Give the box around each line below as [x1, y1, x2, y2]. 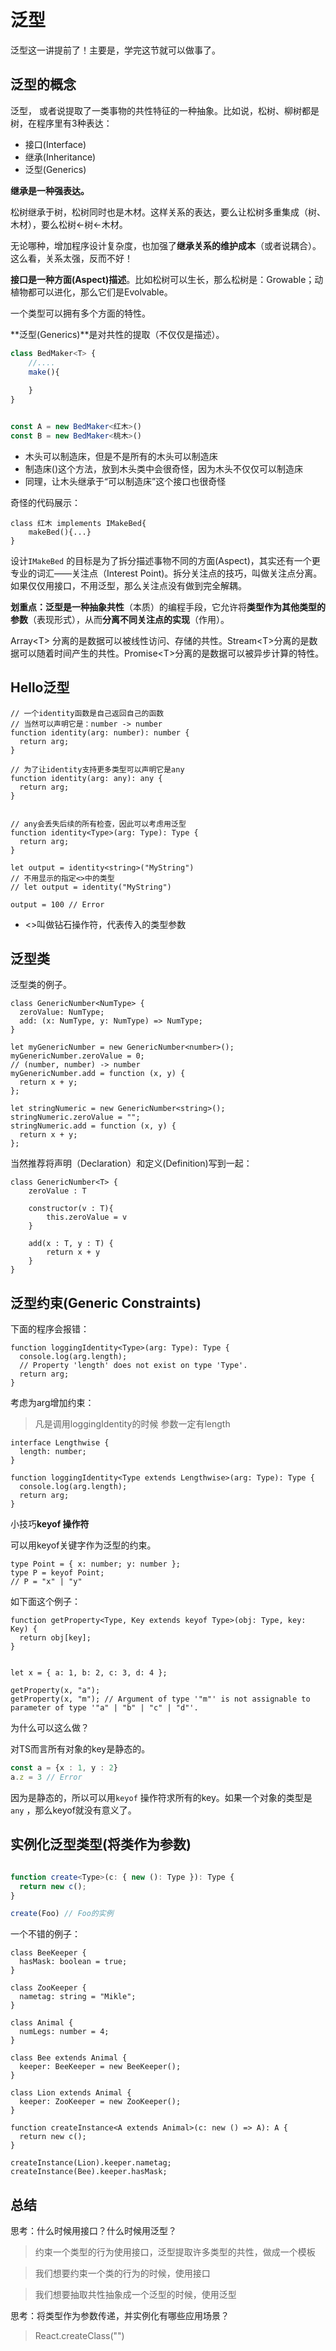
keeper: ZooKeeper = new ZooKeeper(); [19, 2097, 182, 2107]
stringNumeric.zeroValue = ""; [10, 1112, 141, 1123]
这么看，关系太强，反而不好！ [10, 252, 133, 264]
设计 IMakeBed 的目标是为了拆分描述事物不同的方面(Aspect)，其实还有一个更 [10, 554, 321, 566]
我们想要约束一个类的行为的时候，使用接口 [34, 2267, 211, 2280]
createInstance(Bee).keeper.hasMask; [10, 2167, 168, 2177]
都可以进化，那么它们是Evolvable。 [27, 286, 173, 298]
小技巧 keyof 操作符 [10, 1518, 90, 1530]
